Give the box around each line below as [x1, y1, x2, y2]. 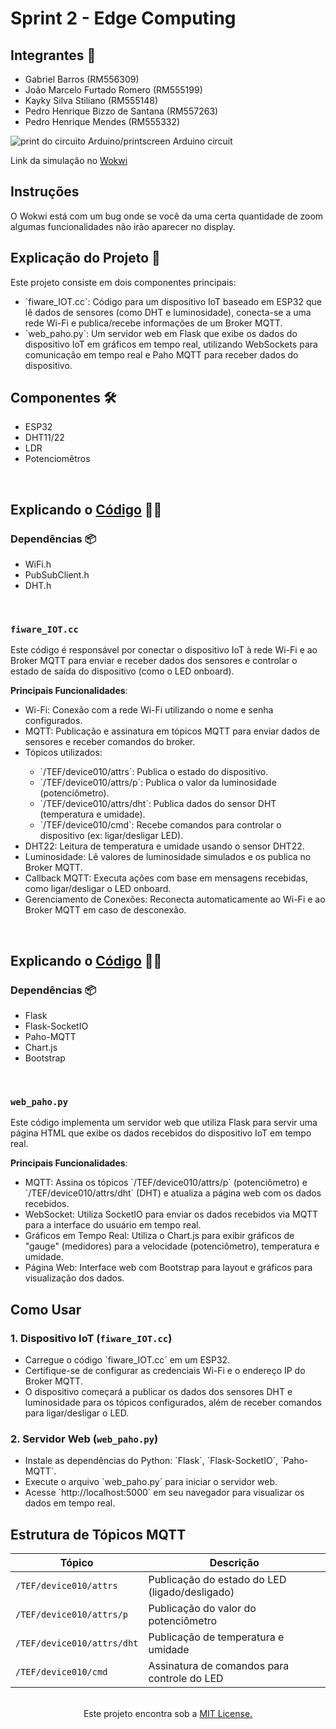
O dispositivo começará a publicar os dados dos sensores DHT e [24, 1386, 293, 1398]
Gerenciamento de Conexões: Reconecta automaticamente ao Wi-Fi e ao [24, 893, 326, 906]
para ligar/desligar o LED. [24, 1407, 130, 1419]
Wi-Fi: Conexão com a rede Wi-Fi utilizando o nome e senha [24, 704, 274, 716]
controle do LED [148, 1672, 224, 1686]
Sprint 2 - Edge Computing [10, 7, 237, 30]
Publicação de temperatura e [148, 1630, 285, 1644]
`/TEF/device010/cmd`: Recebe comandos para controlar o [39, 819, 282, 831]
